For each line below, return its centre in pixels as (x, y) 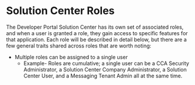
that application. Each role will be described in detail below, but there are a (97, 39)
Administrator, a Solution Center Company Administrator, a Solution (105, 69)
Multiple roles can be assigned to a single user (71, 57)
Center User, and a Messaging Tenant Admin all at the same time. (103, 76)
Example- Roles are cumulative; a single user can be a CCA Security (106, 63)
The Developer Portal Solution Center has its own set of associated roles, (95, 27)
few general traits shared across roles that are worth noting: (79, 46)
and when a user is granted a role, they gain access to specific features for (97, 33)
